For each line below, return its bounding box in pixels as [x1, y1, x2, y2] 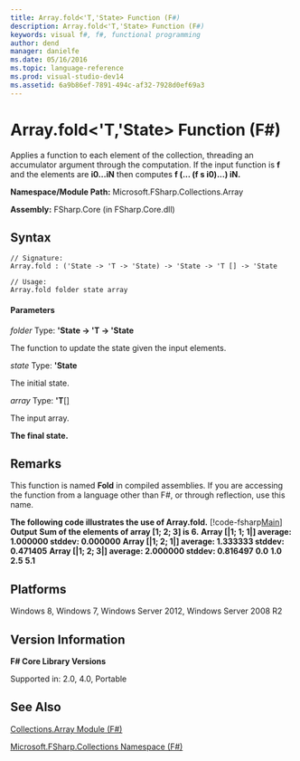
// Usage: [10, 278, 48, 287]
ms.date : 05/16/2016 [10, 55, 89, 64]
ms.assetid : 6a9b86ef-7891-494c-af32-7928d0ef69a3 [10, 81, 205, 90]
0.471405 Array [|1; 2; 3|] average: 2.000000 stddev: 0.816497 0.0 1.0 [10, 546, 283, 556]
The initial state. [10, 377, 70, 388]
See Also [10, 699, 61, 715]
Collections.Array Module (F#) [10, 723, 123, 734]
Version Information [10, 632, 126, 647]
